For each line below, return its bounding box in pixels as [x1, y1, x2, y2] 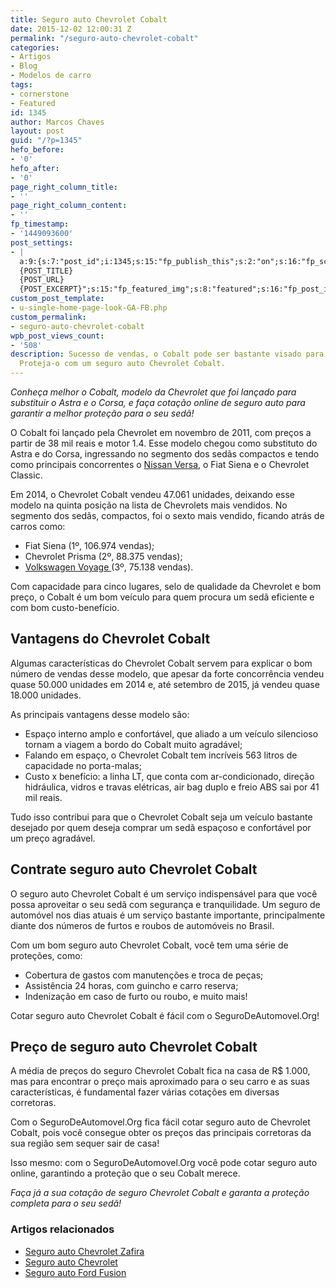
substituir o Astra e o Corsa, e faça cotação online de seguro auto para [10, 397, 306, 408]
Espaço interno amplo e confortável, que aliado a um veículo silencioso [24, 727, 319, 740]
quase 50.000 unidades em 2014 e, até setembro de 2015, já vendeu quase [10, 678, 320, 690]
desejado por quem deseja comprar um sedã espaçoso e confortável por [10, 821, 312, 833]
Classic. [10, 469, 43, 481]
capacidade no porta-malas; [24, 759, 142, 771]
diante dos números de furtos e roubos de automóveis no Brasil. [10, 919, 275, 931]
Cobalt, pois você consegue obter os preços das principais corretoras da [10, 1127, 312, 1139]
